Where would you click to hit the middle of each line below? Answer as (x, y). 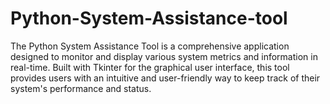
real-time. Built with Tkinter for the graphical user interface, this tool (150, 67)
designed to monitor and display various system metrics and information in (164, 56)
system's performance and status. (81, 88)
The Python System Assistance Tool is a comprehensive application (150, 46)
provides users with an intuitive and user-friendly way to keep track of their (165, 78)
